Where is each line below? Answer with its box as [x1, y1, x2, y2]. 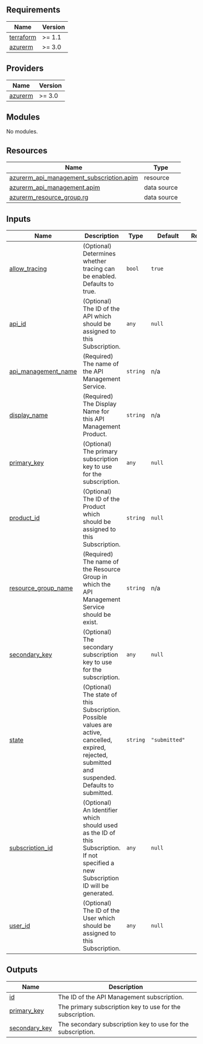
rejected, [82, 751, 108, 759]
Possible [82, 713, 108, 721]
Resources [6, 145, 48, 156]
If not [82, 851, 98, 860]
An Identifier [82, 806, 118, 814]
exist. [82, 618, 98, 627]
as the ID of [82, 829, 116, 837]
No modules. [6, 128, 38, 135]
